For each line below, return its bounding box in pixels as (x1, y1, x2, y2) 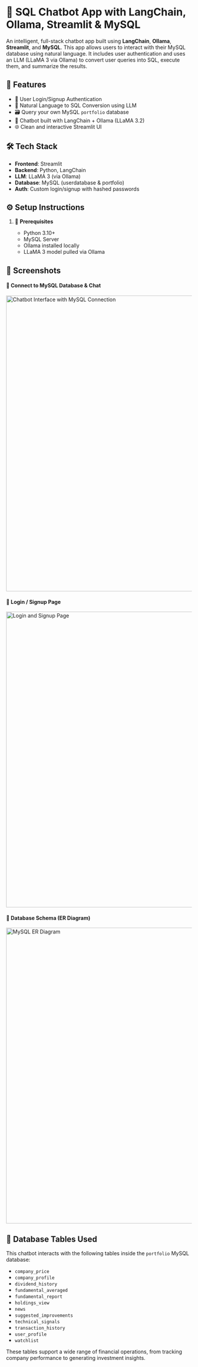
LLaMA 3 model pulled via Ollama (23, 248, 105, 256)
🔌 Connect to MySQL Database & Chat (6, 282, 101, 289)
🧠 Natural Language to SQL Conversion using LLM (14, 102, 137, 109)
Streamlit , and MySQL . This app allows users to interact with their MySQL (6, 44, 186, 51)
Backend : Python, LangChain (14, 166, 87, 173)
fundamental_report (14, 1294, 63, 1300)
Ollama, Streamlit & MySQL (6, 18, 141, 31)
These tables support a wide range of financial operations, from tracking (6, 1348, 183, 1355)
